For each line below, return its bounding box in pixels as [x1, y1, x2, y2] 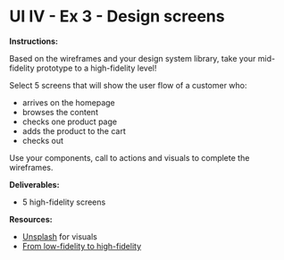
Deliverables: [9, 179, 60, 189]
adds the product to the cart [21, 125, 127, 136]
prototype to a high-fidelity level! [36, 63, 157, 73]
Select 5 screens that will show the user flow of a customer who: [9, 80, 247, 90]
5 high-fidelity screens [21, 197, 106, 207]
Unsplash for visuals [21, 231, 98, 242]
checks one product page [21, 116, 118, 127]
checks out [21, 135, 64, 146]
